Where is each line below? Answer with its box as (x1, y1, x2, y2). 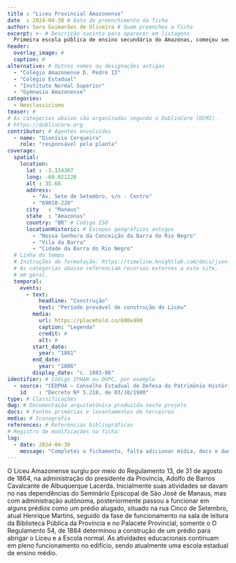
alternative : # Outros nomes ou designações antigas (7, 62, 165, 69)
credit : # (38, 330, 68, 337)
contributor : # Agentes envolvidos (7, 128, 112, 135)
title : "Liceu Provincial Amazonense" (7, 10, 124, 18)
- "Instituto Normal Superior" (13, 82, 105, 89)
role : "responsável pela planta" (20, 141, 118, 148)
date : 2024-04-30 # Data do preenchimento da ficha (7, 17, 169, 24)
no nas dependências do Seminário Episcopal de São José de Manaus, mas (7, 489, 227, 498)
